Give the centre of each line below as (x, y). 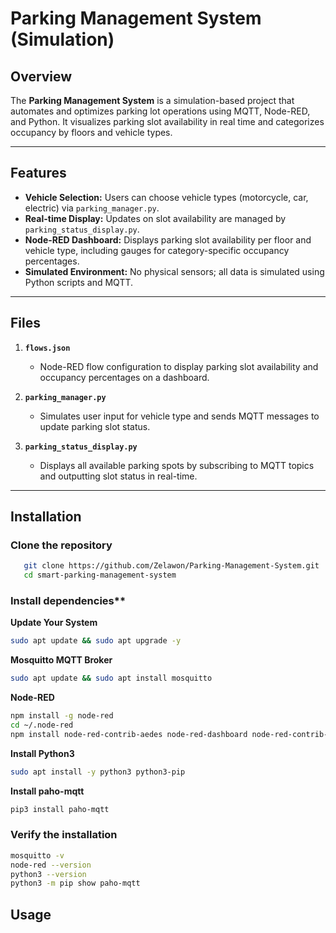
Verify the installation (64, 835)
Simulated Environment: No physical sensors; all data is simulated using (174, 271)
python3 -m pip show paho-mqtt (75, 883)
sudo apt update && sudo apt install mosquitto (111, 678)
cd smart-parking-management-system (100, 575)
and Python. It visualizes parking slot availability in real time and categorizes (167, 121)
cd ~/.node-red (42, 725)
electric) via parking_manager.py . (92, 208)
